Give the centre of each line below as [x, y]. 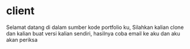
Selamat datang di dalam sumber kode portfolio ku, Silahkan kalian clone [95, 27]
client [20, 11]
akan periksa [22, 40]
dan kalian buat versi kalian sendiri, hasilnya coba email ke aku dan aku [93, 33]
